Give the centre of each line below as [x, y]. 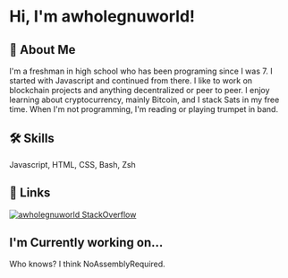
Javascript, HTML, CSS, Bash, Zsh [72, 164]
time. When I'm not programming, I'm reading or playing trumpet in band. [144, 109]
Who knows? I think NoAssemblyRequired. [87, 264]
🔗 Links [30, 193]
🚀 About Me [42, 50]
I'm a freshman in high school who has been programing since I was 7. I [141, 71]
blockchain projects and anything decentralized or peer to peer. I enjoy [140, 90]
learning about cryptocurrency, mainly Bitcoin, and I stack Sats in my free [144, 100]
